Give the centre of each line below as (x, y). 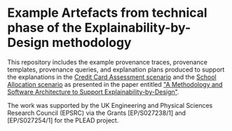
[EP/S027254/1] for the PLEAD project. (63, 120)
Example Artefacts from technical (108, 13)
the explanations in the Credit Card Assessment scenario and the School (112, 77)
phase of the (45, 28)
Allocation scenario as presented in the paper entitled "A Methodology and (115, 84)
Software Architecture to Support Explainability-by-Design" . (93, 92)
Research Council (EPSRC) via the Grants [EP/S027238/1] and (97, 113)
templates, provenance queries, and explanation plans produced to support (116, 69)
